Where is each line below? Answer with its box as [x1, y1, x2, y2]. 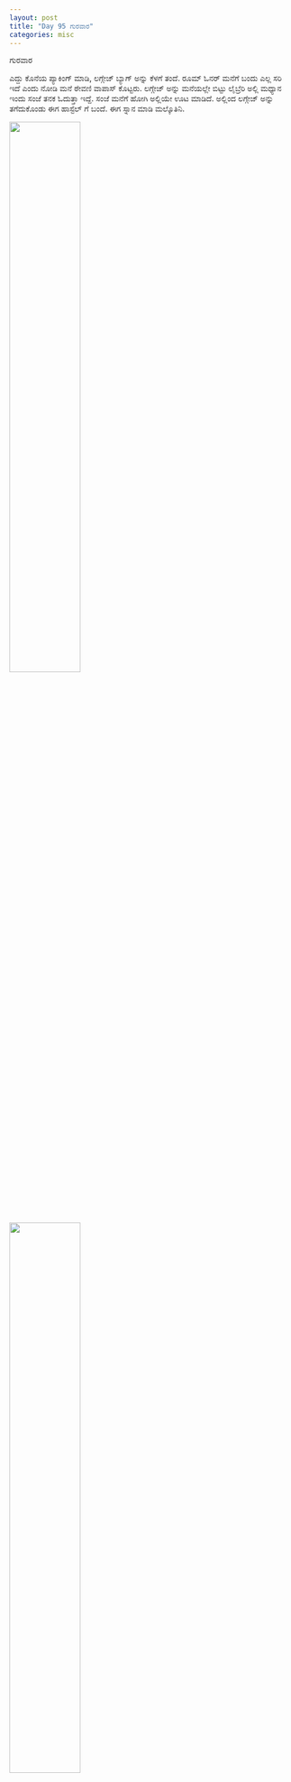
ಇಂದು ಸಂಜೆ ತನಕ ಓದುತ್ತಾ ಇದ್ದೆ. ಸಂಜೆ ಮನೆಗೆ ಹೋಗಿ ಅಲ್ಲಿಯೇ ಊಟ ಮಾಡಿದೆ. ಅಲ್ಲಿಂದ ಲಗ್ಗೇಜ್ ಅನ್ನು [9, 93, 274, 104]
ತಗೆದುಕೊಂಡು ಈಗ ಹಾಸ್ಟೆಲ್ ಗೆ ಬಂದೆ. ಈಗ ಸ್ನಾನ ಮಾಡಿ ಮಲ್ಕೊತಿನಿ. [9, 103, 186, 114]
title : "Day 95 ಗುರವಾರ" [9, 22, 95, 31]
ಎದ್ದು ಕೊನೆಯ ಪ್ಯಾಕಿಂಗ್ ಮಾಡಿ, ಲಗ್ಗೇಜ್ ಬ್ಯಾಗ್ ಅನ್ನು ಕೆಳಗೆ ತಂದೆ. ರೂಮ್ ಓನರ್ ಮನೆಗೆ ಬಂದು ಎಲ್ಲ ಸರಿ [9, 73, 282, 84]
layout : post [9, 13, 59, 23]
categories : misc [9, 30, 75, 39]
